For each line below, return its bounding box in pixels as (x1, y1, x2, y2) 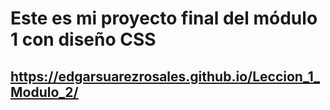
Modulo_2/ (10, 83, 79, 101)
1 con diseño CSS (10, 28, 157, 51)
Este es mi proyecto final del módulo (10, 7, 318, 30)
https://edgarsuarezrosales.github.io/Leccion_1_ (10, 68, 321, 85)
